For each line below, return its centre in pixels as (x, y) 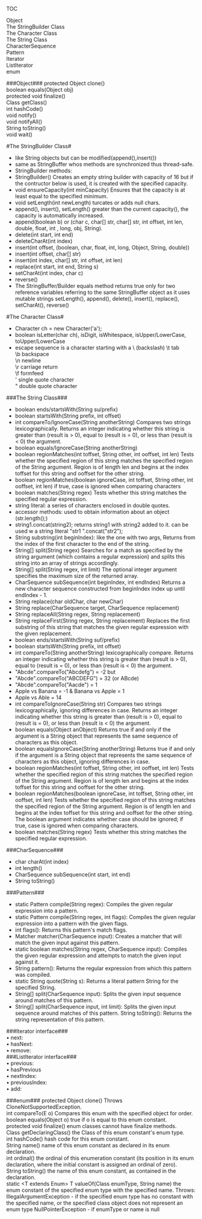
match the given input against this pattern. (67, 943)
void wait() (20, 134)
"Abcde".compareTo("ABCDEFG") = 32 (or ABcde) (77, 678)
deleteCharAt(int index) (44, 241)
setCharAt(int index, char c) (49, 273)
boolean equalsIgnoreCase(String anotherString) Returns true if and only (105, 749)
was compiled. (33, 975)
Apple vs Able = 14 (38, 697)
